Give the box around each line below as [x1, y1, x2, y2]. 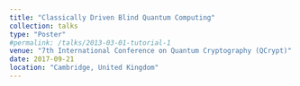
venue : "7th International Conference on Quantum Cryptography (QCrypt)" [9, 47, 293, 56]
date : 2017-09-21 [9, 55, 75, 64]
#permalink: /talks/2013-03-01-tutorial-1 [9, 38, 171, 47]
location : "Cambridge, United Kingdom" [9, 64, 159, 73]
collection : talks [9, 21, 78, 30]
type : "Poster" [9, 30, 67, 39]
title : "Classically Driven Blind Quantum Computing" [9, 13, 216, 22]
